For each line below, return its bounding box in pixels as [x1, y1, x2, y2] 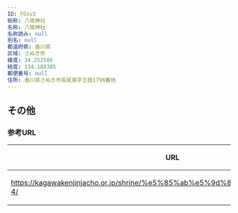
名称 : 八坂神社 [7, 23, 46, 31]
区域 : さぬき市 [7, 50, 46, 58]
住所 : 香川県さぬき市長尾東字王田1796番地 [7, 76, 116, 84]
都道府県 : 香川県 [7, 43, 51, 50]
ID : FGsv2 [7, 10, 37, 18]
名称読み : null [7, 30, 48, 38]
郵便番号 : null [7, 70, 48, 77]
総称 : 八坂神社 [7, 17, 46, 24]
